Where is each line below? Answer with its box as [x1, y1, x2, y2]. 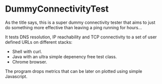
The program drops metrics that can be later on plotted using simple [5, 68, 142, 74]
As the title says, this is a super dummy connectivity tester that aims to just [5, 19, 156, 25]
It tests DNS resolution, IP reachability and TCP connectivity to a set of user [5, 34, 157, 40]
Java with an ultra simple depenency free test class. [12, 53, 117, 59]
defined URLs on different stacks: [5, 39, 73, 45]
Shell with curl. [12, 49, 42, 54]
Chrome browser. [12, 59, 47, 65]
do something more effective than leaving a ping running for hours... [5, 24, 142, 30]
